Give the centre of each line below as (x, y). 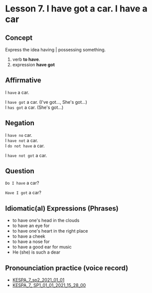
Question (20, 171)
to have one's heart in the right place (50, 231)
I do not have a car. (25, 146)
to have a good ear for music (42, 247)
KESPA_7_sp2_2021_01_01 (38, 280)
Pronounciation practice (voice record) (67, 268)
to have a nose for (31, 242)
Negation (20, 123)
